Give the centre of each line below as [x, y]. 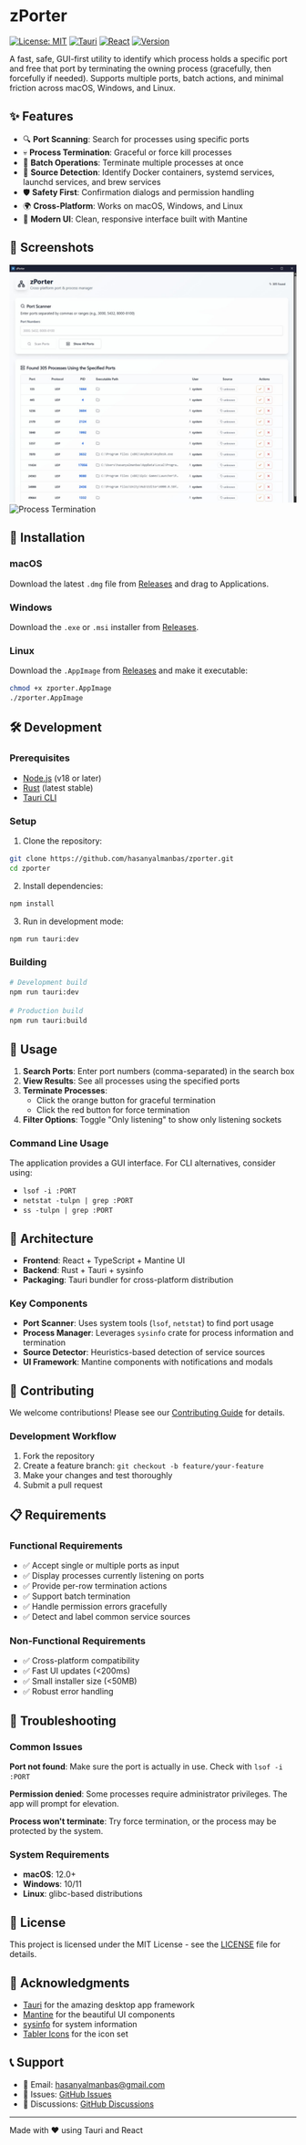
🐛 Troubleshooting [63, 1720]
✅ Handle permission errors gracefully [95, 1607]
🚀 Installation [47, 538]
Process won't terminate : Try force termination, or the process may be [143, 1821]
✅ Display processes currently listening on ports [113, 1576]
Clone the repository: [62, 841]
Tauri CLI [40, 797]
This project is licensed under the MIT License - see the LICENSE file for [145, 1944]
